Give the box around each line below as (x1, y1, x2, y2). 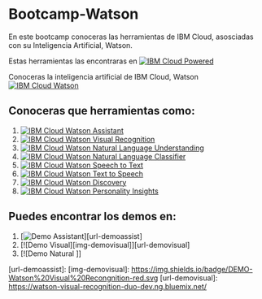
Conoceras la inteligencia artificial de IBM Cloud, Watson (8, 71, 199, 81)
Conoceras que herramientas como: (8, 104, 195, 118)
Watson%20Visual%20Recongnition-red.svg (8, 273, 159, 283)
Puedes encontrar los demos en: (8, 210, 177, 223)
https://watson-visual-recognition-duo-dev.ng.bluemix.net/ (8, 281, 207, 291)
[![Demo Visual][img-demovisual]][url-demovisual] (20, 240, 190, 249)
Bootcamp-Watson (8, 5, 139, 24)
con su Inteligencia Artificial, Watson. (8, 40, 133, 50)
